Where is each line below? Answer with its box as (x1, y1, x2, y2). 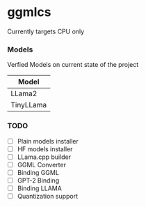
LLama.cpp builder (17, 153, 72, 161)
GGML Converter (17, 160, 66, 169)
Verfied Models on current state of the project (7, 61, 139, 69)
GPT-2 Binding (17, 176, 60, 185)
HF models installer (17, 144, 73, 153)
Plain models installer (17, 137, 79, 145)
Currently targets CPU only (7, 27, 85, 36)
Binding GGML (17, 168, 59, 176)
